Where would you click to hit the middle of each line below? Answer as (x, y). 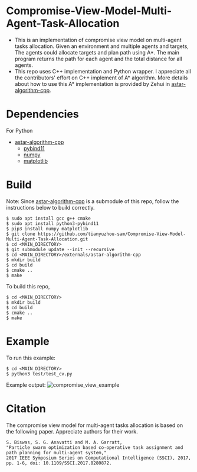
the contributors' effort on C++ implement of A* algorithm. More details (101, 78)
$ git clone (21, 234)
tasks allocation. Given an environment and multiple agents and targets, (101, 46)
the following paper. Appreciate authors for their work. (72, 431)
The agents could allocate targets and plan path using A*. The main (97, 52)
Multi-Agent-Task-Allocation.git (47, 239)
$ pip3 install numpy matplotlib (47, 229)
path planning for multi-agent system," (57, 452)
